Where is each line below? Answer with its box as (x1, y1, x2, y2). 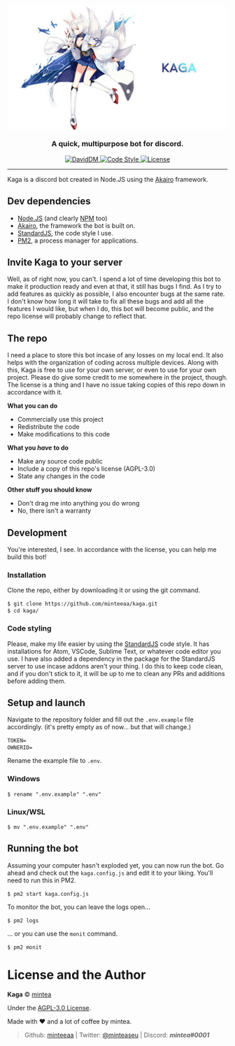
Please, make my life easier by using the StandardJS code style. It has (7, 639, 210, 648)
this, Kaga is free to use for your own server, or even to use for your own (7, 366, 217, 374)
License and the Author (7, 967, 146, 983)
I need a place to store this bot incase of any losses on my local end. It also (7, 351, 224, 359)
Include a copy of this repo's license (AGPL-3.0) (17, 464, 156, 473)
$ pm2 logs (7, 917, 39, 924)
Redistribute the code (17, 422, 80, 431)
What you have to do (7, 443, 69, 452)
